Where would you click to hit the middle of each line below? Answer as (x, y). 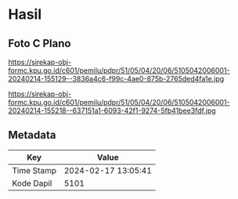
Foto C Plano (40, 43)
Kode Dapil (32, 183)
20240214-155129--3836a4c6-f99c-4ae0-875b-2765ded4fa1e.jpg (116, 79)
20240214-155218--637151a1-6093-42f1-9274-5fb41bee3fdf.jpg (112, 110)
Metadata (32, 135)
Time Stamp (34, 170)
